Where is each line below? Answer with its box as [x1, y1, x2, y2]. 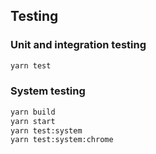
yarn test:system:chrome [10, 135, 114, 145]
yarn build [10, 107, 56, 117]
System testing [10, 84, 86, 98]
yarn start [10, 116, 56, 126]
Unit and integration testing [10, 38, 147, 52]
